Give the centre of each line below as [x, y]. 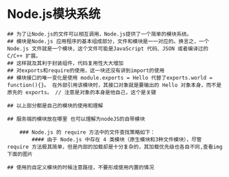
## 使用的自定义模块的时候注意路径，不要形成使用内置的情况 [81, 167]
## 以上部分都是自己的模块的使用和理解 [55, 106]
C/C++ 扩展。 [24, 56]
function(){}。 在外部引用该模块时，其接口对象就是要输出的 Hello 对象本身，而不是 [114, 85]
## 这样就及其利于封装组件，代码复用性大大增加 [65, 63]
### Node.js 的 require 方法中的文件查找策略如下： [87, 132]
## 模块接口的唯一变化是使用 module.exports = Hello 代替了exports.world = [110, 78]
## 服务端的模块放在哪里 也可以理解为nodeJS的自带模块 [76, 119]
